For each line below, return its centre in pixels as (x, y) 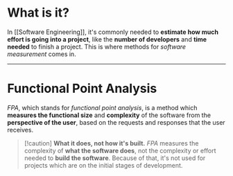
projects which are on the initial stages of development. (103, 165)
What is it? (38, 13)
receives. (20, 130)
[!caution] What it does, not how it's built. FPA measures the (111, 143)
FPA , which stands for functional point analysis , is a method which (102, 107)
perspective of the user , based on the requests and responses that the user (116, 122)
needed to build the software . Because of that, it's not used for (115, 158)
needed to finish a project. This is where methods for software (96, 46)
